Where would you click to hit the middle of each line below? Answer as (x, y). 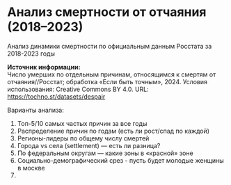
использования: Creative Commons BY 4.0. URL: (78, 89)
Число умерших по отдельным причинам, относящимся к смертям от (112, 74)
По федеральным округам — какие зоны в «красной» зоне (105, 153)
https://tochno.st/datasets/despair (56, 96)
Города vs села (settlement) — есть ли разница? (89, 145)
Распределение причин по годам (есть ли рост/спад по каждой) (113, 131)
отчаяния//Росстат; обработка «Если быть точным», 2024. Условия (107, 81)
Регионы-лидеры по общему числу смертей (83, 138)
